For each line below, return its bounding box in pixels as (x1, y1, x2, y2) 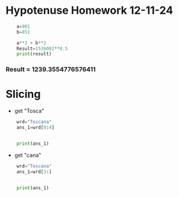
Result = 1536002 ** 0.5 (16, 46, 68, 52)
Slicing (5, 88, 41, 101)
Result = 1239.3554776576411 (5, 65, 96, 74)
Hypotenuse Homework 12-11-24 (5, 4, 174, 17)
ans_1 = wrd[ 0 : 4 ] (16, 124, 55, 131)
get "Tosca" (14, 108, 45, 115)
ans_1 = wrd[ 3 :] (16, 169, 52, 175)
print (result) (16, 51, 52, 57)
